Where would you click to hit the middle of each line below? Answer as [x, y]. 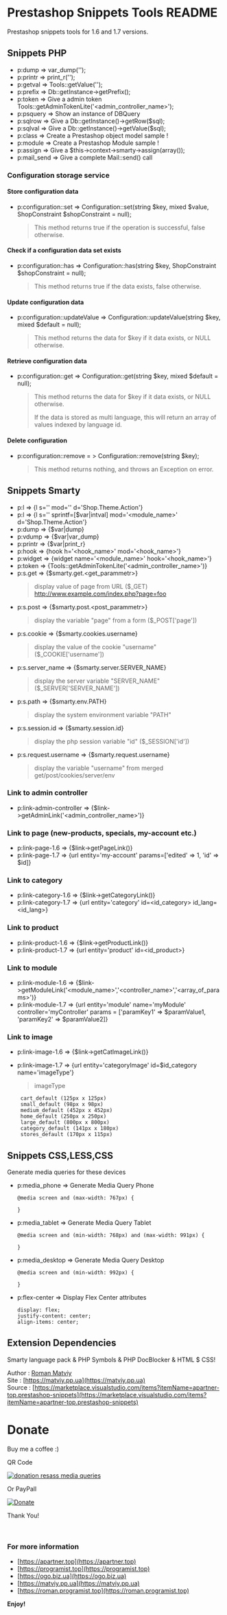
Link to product [33, 927]
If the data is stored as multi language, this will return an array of [125, 418]
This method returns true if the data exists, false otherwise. [118, 286]
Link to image [30, 1037]
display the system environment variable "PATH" [103, 714]
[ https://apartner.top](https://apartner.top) [76, 1561]
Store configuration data [43, 192]
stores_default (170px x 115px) [67, 1135]
